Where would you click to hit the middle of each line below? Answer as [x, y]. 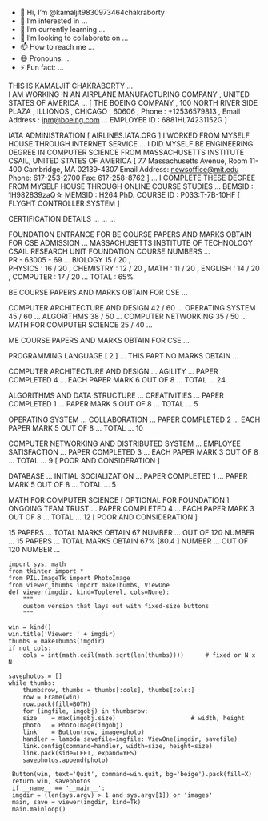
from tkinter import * [46, 571]
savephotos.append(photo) [66, 760]
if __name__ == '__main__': [58, 788]
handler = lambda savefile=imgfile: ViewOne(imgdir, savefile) [130, 739]
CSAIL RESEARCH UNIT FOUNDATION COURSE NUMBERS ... [109, 251]
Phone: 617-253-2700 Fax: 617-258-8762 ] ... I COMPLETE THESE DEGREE [132, 178]
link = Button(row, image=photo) [84, 732]
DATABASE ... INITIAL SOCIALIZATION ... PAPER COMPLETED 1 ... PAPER [128, 476]
